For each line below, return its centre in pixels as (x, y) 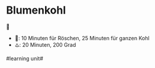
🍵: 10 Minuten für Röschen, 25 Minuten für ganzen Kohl (82, 38)
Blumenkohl (36, 10)
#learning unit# (25, 58)
